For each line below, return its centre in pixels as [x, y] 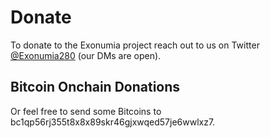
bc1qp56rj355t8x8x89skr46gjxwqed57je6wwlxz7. [113, 122]
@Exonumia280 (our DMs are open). [86, 55]
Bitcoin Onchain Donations [95, 87]
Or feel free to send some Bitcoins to [86, 111]
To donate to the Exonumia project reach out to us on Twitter [135, 45]
